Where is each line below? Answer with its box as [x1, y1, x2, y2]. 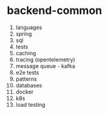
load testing [15, 101, 46, 108]
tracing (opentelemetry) [15, 56, 75, 63]
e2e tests [15, 69, 39, 76]
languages [15, 24, 42, 31]
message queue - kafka [15, 62, 75, 70]
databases [15, 81, 42, 89]
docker [15, 88, 34, 95]
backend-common [7, 4, 103, 18]
